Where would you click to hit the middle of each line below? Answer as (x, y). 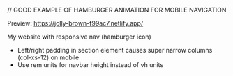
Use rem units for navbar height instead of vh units (90, 65)
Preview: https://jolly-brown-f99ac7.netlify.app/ (75, 23)
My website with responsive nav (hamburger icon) (79, 37)
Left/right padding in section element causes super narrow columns (115, 50)
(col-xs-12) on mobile (48, 57)
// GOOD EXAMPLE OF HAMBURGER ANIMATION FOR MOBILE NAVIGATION (117, 10)
